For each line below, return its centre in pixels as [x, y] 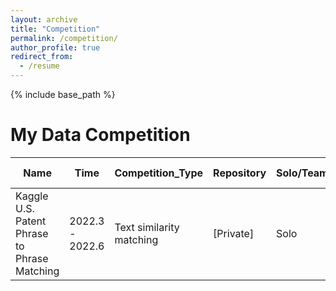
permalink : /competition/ [64, 38]
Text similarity [147, 227]
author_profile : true [55, 47]
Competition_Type [159, 173]
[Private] [234, 233]
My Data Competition [100, 135]
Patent [31, 221]
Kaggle [32, 196]
